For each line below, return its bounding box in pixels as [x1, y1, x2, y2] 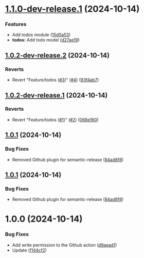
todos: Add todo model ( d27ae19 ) [12, 37, 80, 43]
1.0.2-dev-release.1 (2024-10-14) [5, 91, 108, 99]
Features [5, 21, 27, 28]
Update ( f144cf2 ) [12, 247, 47, 253]
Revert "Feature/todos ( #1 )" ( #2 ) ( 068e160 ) [12, 117, 99, 122]
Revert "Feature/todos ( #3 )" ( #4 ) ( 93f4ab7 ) [12, 77, 99, 83]
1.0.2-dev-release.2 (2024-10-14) [5, 51, 110, 60]
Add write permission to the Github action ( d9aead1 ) [12, 242, 117, 248]
